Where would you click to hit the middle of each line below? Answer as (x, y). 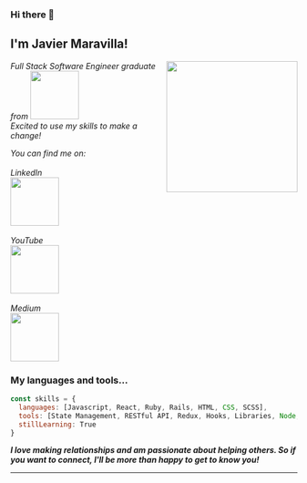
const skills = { (43, 399)
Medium (26, 308)
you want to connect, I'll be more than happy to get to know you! (135, 460)
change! (26, 135)
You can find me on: (48, 153)
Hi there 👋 (33, 15)
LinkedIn (26, 172)
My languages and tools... (69, 380)
